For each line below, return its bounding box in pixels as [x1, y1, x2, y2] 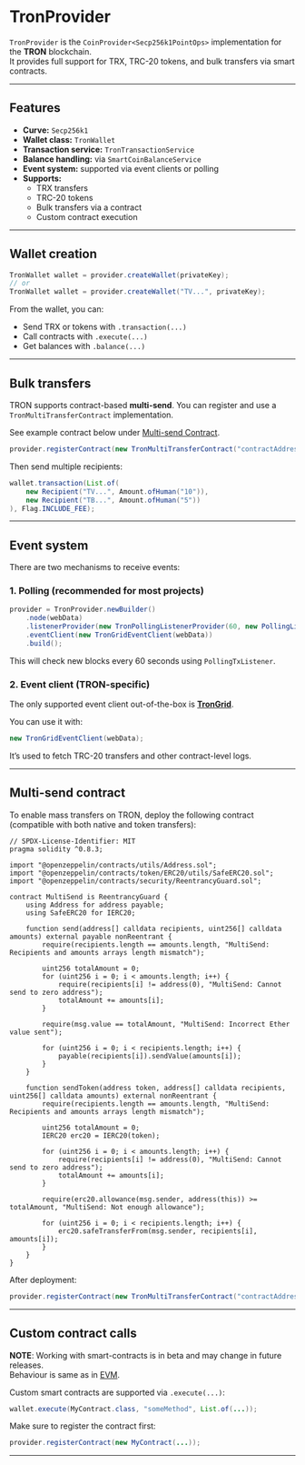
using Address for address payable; [25, 900, 165, 909]
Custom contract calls [9, 1326, 138, 1341]
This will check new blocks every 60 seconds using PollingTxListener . [9, 655, 276, 666]
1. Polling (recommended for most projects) [9, 585, 204, 597]
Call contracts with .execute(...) [22, 331, 148, 342]
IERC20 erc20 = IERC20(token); [42, 1130, 161, 1140]
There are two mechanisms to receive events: [9, 562, 181, 573]
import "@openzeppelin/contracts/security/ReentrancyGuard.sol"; [9, 876, 261, 886]
